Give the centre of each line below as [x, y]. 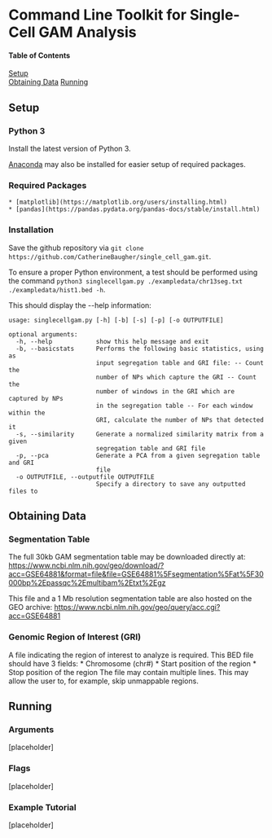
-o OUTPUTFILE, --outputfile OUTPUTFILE [85, 477]
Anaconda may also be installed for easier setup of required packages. [127, 165]
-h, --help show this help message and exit [112, 341]
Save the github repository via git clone [76, 248]
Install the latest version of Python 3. [70, 149]
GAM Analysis [88, 32]
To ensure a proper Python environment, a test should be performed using [133, 272]
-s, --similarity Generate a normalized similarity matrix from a [140, 434]
